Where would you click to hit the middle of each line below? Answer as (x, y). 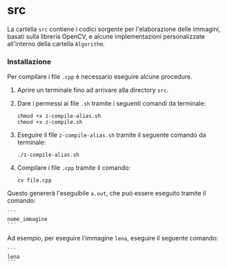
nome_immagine (28, 220)
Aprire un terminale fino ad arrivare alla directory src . (93, 90)
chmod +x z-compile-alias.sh (59, 116)
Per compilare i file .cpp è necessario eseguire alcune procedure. (100, 77)
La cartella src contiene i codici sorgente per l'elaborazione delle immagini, (114, 29)
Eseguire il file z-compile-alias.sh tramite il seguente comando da (111, 135)
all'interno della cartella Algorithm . (56, 44)
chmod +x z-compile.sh (50, 122)
